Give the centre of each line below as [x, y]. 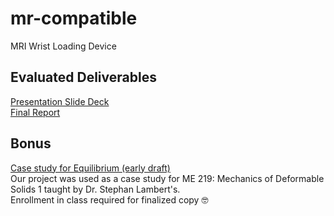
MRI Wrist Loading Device [63, 46]
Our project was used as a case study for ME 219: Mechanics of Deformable [167, 178]
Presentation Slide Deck [60, 101]
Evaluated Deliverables [83, 77]
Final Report [35, 112]
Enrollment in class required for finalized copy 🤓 [109, 199]
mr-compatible [74, 18]
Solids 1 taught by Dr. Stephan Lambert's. [95, 189]
